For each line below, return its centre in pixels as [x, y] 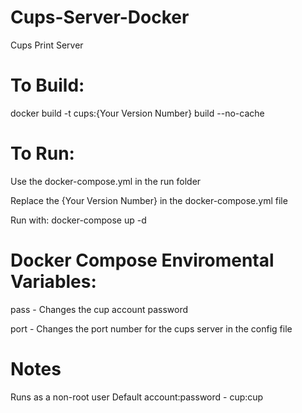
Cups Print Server [47, 45]
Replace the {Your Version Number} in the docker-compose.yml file [149, 200]
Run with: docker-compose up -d [78, 220]
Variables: [53, 282]
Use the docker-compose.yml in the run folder [106, 181]
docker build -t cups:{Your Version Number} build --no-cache [137, 113]
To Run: [42, 153]
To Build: [47, 85]
